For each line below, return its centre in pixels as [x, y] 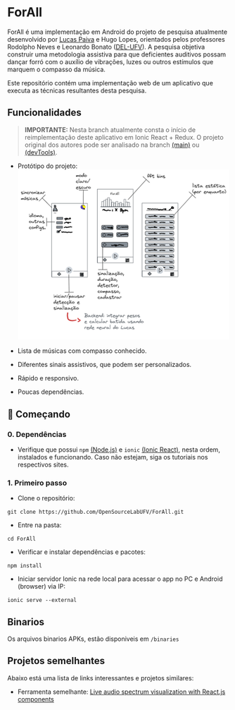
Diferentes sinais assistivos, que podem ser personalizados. [104, 365]
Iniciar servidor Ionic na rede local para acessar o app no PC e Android [120, 579]
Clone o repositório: [46, 498]
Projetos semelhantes [56, 661]
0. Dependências [37, 434]
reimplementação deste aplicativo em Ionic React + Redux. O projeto [124, 137]
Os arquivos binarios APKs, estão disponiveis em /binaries [93, 639]
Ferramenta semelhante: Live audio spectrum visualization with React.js [121, 692]
